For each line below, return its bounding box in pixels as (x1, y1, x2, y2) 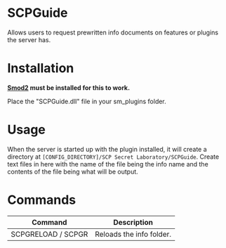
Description (113, 217, 153, 227)
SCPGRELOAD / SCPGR (11, 229, 88, 239)
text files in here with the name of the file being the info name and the (7, 159, 208, 168)
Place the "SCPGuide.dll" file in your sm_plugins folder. (7, 97, 166, 105)
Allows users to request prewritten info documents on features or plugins (7, 28, 219, 37)
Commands (7, 192, 77, 208)
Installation (7, 60, 74, 77)
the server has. (7, 35, 51, 44)
